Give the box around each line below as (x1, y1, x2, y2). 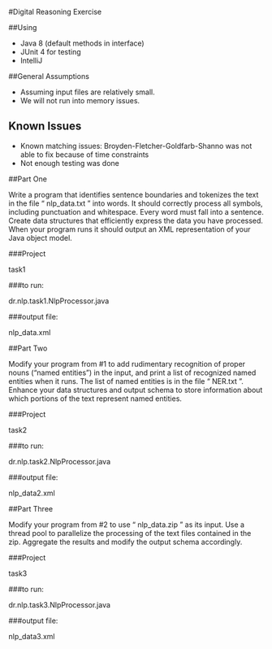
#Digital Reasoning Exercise (8, 7, 102, 16)
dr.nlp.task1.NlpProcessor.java (8, 296, 110, 306)
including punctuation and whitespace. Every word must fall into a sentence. (8, 207, 264, 216)
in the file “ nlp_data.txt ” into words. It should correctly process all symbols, (8, 198, 263, 208)
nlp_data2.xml (8, 488, 55, 498)
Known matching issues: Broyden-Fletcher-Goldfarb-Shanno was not (19, 141, 253, 150)
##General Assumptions (8, 72, 89, 81)
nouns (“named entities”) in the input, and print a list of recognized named (8, 368, 257, 377)
